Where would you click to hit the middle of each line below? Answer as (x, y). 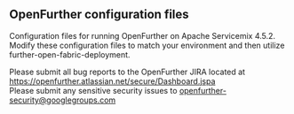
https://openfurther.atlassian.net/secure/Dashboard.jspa (112, 81)
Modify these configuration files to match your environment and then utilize (147, 45)
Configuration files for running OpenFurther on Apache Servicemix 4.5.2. (143, 35)
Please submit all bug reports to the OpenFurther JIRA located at (127, 72)
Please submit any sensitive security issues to (93, 90)
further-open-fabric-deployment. (70, 54)
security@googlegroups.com (63, 100)
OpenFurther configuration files (99, 15)
